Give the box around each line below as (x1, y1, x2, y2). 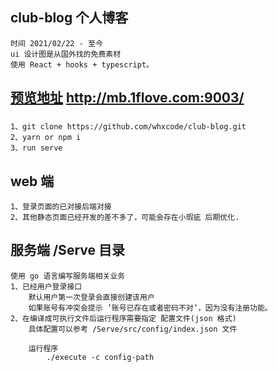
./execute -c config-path (46, 352, 155, 362)
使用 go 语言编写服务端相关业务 (10, 271, 126, 281)
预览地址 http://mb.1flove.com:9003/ (10, 89, 245, 107)
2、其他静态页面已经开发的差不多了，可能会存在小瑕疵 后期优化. (10, 212, 240, 222)
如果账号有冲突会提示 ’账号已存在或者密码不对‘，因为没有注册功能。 (28, 303, 273, 313)
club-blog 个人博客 (10, 9, 129, 27)
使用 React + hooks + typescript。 (10, 59, 154, 70)
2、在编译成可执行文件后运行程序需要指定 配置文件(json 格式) (10, 313, 237, 323)
